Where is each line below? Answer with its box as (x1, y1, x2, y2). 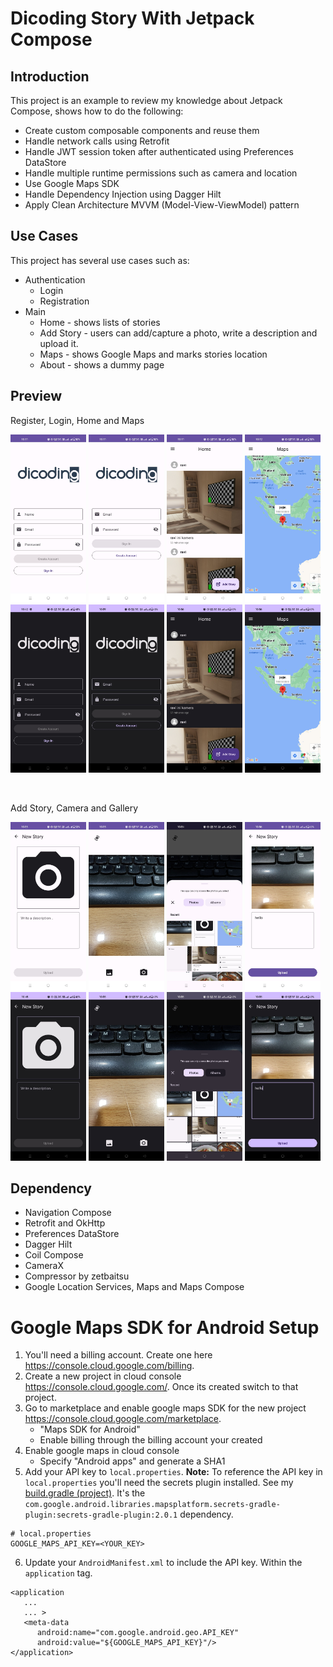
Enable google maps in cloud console (24, 1445, 180, 1457)
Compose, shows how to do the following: (10, 105, 184, 117)
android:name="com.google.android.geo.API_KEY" (36, 1628, 240, 1638)
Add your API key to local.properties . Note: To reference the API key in (24, 1466, 323, 1478)
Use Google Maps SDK (24, 178, 120, 189)
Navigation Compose (24, 1207, 112, 1219)
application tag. (24, 1567, 93, 1579)
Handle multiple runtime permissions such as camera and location (24, 167, 298, 179)
